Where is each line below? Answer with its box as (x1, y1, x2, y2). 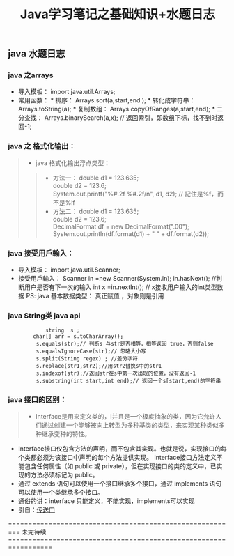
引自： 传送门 (17, 505, 55, 513)
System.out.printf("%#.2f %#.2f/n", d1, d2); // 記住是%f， (52, 190, 218, 198)
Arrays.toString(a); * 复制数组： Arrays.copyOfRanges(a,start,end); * (17, 105, 215, 114)
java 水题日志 (8, 48, 65, 60)
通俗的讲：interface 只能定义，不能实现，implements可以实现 (17, 496, 195, 505)
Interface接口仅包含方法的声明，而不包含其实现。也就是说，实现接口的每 (17, 444, 227, 453)
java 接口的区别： (8, 395, 67, 405)
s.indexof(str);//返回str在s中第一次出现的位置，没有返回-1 (36, 370, 196, 377)
